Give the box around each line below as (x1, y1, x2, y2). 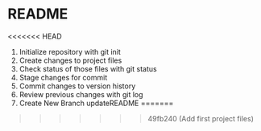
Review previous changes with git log (19, 89, 143, 99)
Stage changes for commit (19, 72, 108, 82)
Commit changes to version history (19, 81, 136, 91)
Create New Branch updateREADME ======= (19, 98, 174, 108)
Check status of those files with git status (19, 63, 158, 73)
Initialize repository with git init (19, 47, 122, 56)
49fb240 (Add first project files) (147, 113, 255, 123)
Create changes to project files (19, 55, 122, 65)
